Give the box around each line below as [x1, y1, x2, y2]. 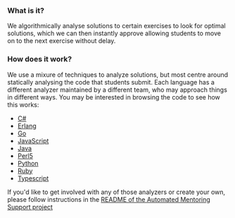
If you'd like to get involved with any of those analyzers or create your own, [7, 188, 226, 196]
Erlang [17, 121, 37, 130]
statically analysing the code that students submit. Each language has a [7, 78, 215, 86]
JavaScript [17, 136, 49, 145]
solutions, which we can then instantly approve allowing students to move [7, 29, 222, 37]
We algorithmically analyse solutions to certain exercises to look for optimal [7, 22, 227, 30]
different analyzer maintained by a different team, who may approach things [7, 85, 227, 94]
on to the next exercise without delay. [7, 37, 116, 45]
